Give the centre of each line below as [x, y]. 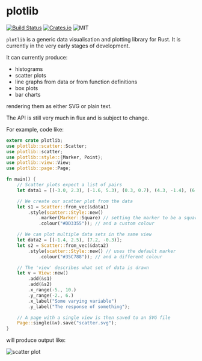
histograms [29, 69]
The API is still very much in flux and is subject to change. [78, 118]
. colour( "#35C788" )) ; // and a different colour [100, 256]
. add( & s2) [40, 284]
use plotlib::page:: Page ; [38, 168]
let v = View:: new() [43, 273]
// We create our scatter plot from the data [75, 201]
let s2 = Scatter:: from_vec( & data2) [63, 245]
